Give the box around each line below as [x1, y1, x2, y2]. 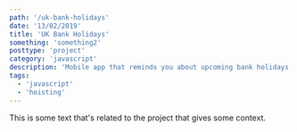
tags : [9, 71, 29, 80]
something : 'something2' [9, 37, 102, 47]
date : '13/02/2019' [9, 21, 82, 30]
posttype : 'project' [9, 46, 87, 55]
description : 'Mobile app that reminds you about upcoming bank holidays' [9, 63, 293, 72]
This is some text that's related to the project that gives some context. [9, 112, 266, 123]
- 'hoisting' [17, 87, 66, 96]
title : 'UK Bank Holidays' [9, 29, 110, 38]
